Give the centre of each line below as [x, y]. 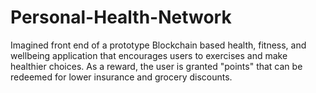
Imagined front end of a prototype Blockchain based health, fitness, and [158, 45]
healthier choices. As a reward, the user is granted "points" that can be [156, 66]
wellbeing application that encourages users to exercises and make [149, 55]
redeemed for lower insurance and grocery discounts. [121, 77]
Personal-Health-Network [121, 17]
